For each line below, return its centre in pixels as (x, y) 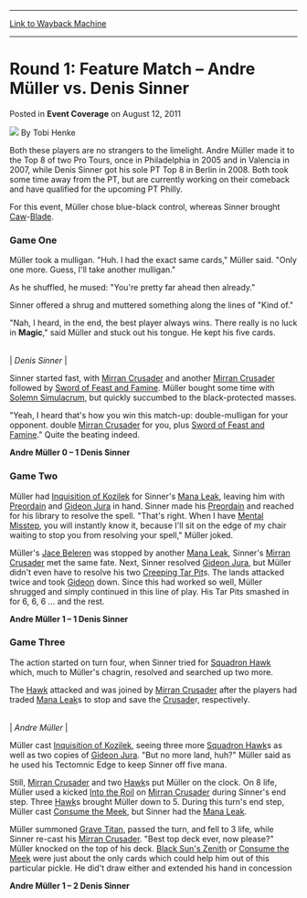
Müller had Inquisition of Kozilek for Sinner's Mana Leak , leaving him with (147, 496)
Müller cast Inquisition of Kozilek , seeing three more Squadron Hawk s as (146, 745)
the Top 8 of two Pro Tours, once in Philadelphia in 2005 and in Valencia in (149, 160)
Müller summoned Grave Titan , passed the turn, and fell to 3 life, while (142, 829)
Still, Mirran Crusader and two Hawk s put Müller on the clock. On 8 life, (143, 782)
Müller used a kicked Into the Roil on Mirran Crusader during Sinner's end (148, 792)
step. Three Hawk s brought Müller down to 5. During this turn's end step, (147, 801)
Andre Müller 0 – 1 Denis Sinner (70, 452)
